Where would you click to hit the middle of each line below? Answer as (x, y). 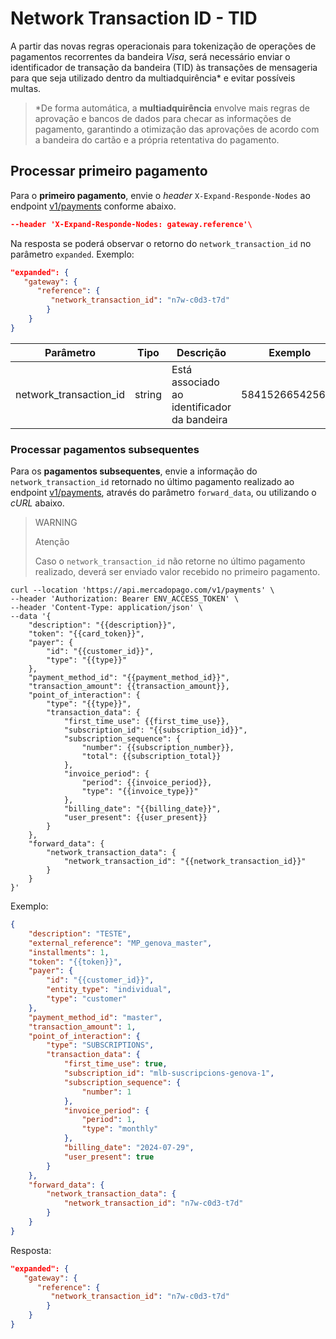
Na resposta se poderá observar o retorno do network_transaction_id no (161, 243)
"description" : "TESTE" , (80, 933)
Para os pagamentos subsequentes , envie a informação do (134, 471)
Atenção (52, 542)
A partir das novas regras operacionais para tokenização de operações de (163, 46)
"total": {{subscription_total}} (151, 757)
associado (195, 382)
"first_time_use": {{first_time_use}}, (146, 722)
